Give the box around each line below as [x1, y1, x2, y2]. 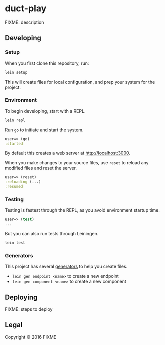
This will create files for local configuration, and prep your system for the [5, 79, 155, 85]
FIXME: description [5, 19, 44, 25]
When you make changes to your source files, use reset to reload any [5, 160, 149, 166]
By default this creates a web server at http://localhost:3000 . [5, 150, 131, 156]
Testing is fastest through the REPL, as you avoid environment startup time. [5, 207, 160, 213]
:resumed [5, 184, 23, 189]
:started [5, 141, 23, 146]
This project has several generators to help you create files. [5, 263, 128, 270]
